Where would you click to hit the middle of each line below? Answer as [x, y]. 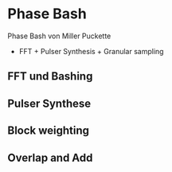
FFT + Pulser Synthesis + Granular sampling [91, 51]
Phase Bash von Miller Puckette [59, 36]
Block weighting [48, 131]
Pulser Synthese [49, 103]
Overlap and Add [50, 157]
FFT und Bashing [50, 76]
